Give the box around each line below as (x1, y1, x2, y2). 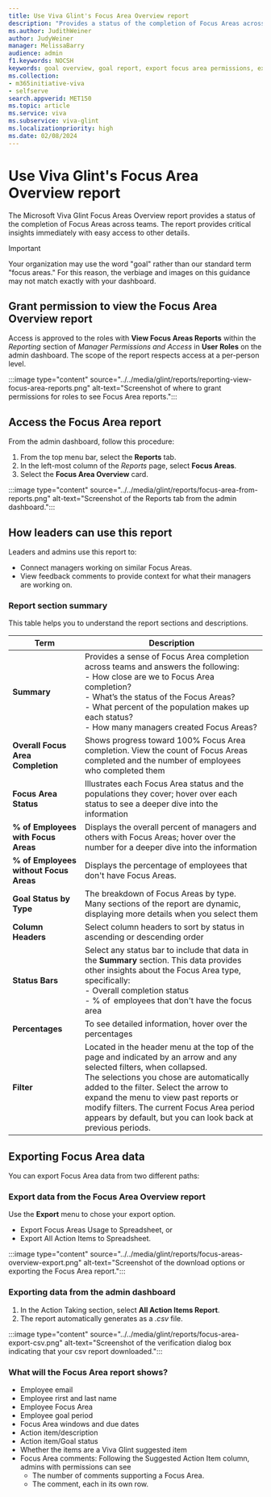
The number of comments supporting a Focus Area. (31, 1470, 205, 1480)
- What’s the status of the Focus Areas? (84, 692, 236, 703)
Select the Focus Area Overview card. (19, 470, 149, 479)
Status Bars (12, 975, 59, 986)
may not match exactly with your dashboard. (8, 276, 156, 286)
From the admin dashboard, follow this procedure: (8, 437, 175, 446)
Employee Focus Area (19, 1402, 93, 1411)
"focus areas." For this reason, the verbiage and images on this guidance (8, 267, 251, 277)
